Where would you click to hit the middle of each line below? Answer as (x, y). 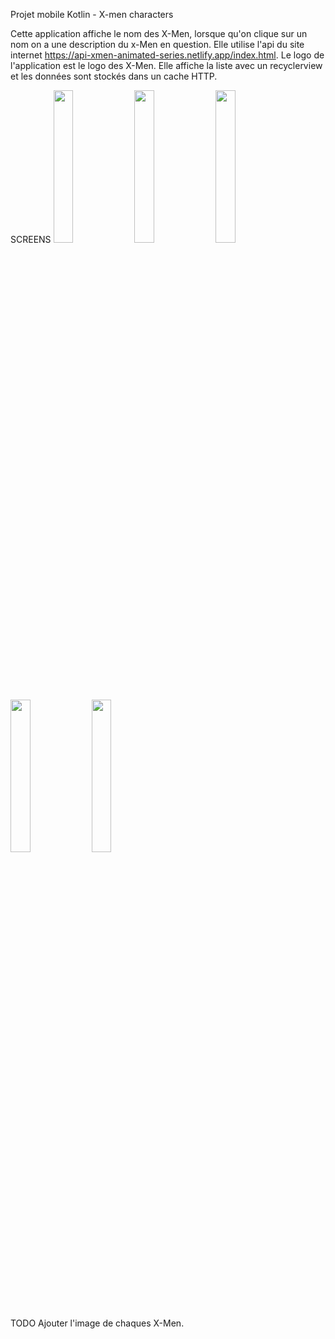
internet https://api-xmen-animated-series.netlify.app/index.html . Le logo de (167, 55)
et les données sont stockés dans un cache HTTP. (114, 76)
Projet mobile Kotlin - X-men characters (92, 14)
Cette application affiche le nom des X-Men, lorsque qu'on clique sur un (159, 33)
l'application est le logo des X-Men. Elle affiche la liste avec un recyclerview (166, 65)
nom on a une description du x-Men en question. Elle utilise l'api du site (157, 44)
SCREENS (31, 239)
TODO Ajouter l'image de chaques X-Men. (97, 1323)
